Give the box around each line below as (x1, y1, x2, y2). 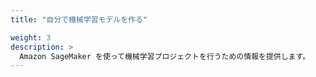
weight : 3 (10, 32, 52, 43)
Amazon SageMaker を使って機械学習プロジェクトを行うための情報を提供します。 (19, 51, 311, 61)
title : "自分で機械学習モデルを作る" (10, 14, 148, 25)
